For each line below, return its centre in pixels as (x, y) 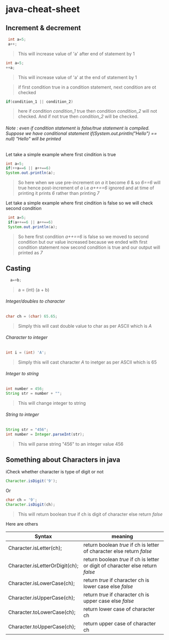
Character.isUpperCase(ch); (42, 598)
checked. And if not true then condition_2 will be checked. (78, 116)
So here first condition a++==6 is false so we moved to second (83, 236)
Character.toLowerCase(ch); (42, 612)
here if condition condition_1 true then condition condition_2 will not (88, 111)
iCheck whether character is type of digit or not (55, 472)
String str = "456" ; (27, 430)
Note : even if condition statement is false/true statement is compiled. (78, 128)
